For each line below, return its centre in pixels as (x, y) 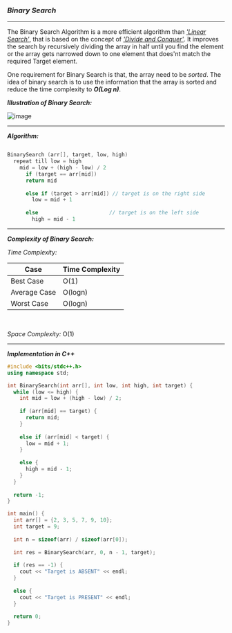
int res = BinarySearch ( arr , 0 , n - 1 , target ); (85, 552)
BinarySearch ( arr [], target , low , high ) (68, 155)
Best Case (27, 281)
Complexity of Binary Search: (51, 239)
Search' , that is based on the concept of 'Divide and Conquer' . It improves (113, 39)
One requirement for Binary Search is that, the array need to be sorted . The (114, 75)
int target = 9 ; (37, 527)
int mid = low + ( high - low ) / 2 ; (71, 398)
